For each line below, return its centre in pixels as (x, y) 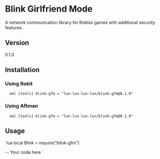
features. (14, 27)
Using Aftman (22, 106)
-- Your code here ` (24, 152)
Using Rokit (19, 84)
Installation (22, 70)
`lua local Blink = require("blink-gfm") (42, 142)
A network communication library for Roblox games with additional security (80, 22)
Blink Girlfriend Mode (49, 9)
